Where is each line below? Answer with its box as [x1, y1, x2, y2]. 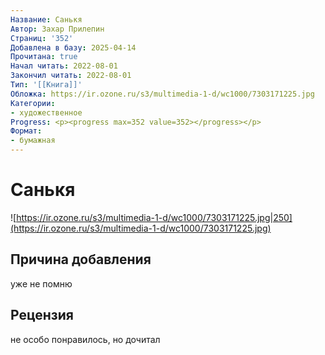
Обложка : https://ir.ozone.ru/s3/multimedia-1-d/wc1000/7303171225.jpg [10, 89, 315, 99]
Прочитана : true [10, 52, 78, 62]
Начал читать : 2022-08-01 [10, 61, 118, 71]
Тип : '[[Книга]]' [10, 80, 83, 90]
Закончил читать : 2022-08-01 [10, 71, 132, 81]
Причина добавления [10, 251, 152, 268]
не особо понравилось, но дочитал [10, 333, 161, 345]
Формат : [10, 126, 43, 136]
